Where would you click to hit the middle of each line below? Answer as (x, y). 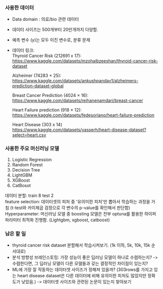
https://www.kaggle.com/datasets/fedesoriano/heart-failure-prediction (83, 115)
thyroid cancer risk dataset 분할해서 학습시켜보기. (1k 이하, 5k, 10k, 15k (81, 245)
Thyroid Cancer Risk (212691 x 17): (47, 56)
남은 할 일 (15, 233)
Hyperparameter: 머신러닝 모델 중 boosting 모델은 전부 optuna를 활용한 (74, 213)
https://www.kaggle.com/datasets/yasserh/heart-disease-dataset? (79, 130)
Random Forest (27, 165)
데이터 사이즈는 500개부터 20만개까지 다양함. (55, 30)
